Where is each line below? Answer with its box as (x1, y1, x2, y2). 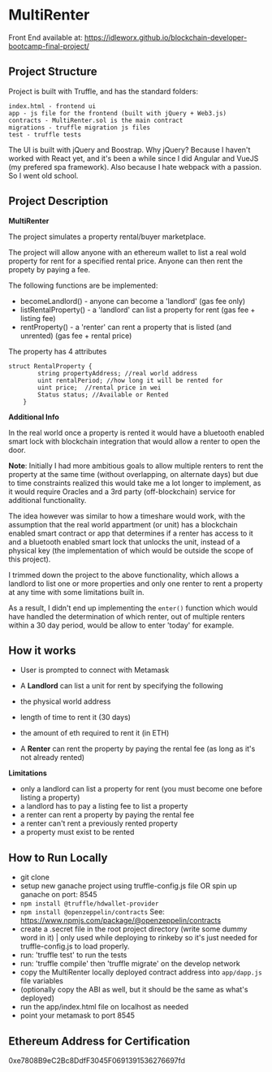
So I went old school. (8, 171, 79, 180)
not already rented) (19, 753, 85, 762)
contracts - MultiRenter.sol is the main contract (8, 116, 183, 124)
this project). (8, 554, 51, 564)
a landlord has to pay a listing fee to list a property (19, 801, 188, 811)
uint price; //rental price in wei (37, 384, 162, 392)
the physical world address (19, 697, 111, 706)
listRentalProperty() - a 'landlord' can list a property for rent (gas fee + (19, 305, 256, 315)
